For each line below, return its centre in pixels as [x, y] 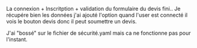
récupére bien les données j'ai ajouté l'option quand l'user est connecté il [97, 15]
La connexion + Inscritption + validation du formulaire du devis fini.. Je [93, 9]
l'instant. [17, 39]
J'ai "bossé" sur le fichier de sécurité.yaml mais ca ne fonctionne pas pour [98, 33]
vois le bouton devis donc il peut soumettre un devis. [71, 21]
